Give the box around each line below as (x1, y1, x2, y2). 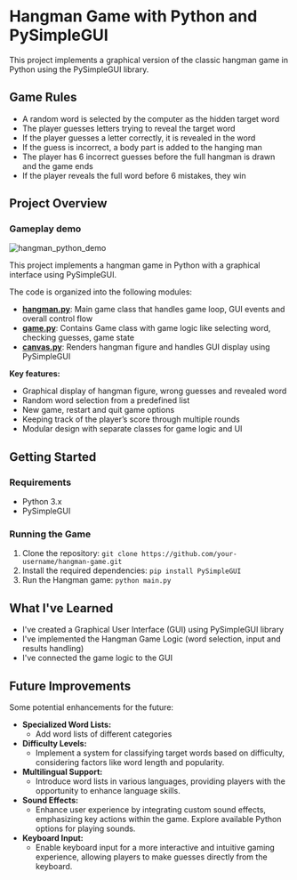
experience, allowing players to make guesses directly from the (35, 852, 269, 862)
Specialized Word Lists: (21, 719, 112, 731)
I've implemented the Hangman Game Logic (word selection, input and (21, 634, 282, 644)
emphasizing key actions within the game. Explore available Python (35, 814, 282, 825)
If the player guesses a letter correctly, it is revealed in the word (21, 132, 256, 143)
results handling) (21, 643, 84, 654)
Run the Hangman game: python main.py (21, 575, 172, 585)
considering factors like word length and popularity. (35, 757, 225, 768)
